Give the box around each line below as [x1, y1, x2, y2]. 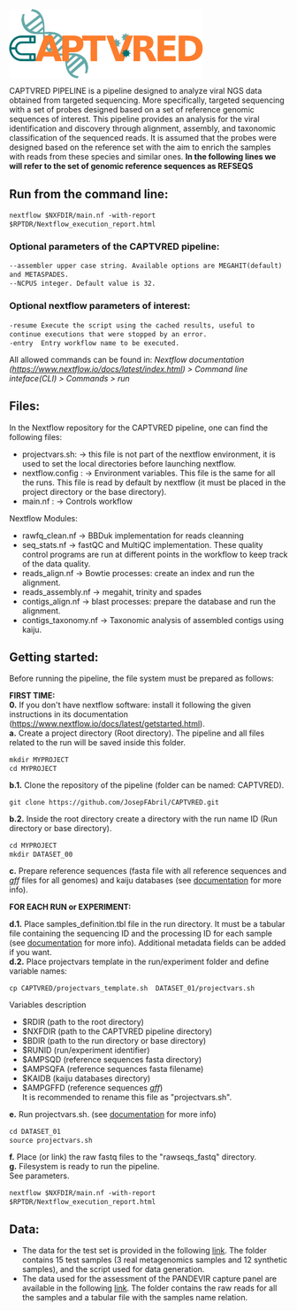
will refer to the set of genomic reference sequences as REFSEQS [9, 161, 254, 172]
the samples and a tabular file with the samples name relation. [21, 1292, 248, 1303]
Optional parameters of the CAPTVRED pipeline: [9, 241, 220, 253]
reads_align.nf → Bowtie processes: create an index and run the [21, 567, 255, 578]
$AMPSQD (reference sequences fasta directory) [21, 1054, 202, 1065]
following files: [9, 431, 63, 442]
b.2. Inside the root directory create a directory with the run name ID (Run [9, 814, 278, 824]
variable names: [9, 966, 68, 976]
